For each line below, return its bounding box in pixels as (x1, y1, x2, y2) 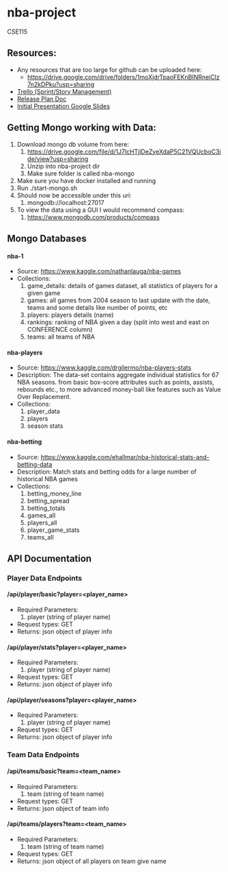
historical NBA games (16, 474, 79, 483)
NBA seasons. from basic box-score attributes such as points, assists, (16, 378, 214, 387)
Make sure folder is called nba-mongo (27, 169, 135, 178)
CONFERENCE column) (27, 326, 94, 334)
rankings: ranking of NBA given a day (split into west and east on (27, 318, 210, 326)
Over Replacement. (16, 393, 72, 401)
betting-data (16, 460, 53, 468)
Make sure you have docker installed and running (16, 176, 156, 184)
